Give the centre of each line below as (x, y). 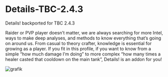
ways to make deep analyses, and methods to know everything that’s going (83, 38)
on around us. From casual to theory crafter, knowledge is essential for (78, 43)
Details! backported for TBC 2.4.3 (40, 23)
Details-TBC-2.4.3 (44, 9)
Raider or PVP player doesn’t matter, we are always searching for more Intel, (84, 32)
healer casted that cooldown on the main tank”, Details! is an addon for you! (83, 59)
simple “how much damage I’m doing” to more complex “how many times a (83, 54)
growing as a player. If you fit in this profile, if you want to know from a (78, 48)
